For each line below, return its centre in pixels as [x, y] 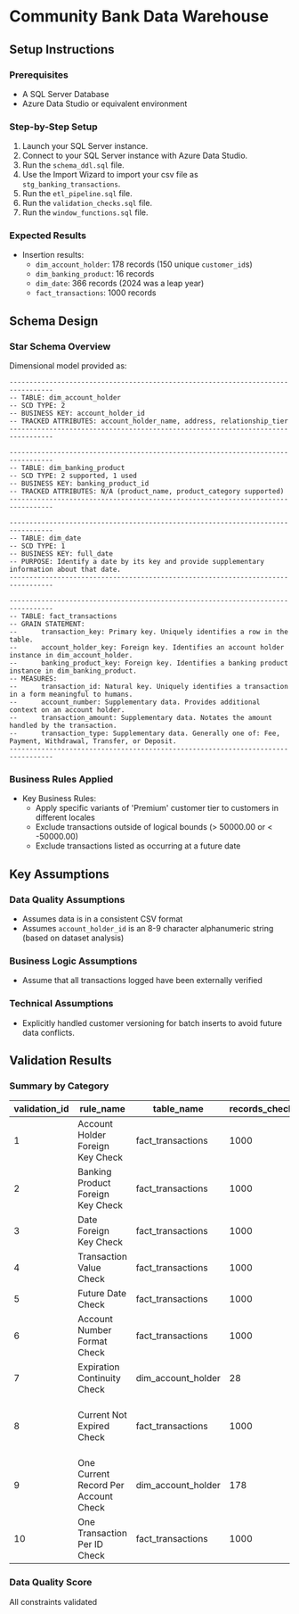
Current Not [102, 1415]
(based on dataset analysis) [73, 938]
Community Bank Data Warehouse [139, 17]
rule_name [103, 1109]
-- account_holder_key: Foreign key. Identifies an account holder [147, 648]
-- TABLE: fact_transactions [63, 617]
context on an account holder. [67, 710]
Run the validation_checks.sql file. [87, 203]
